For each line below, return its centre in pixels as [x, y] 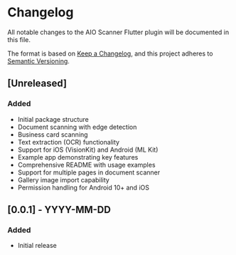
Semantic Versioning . [38, 61]
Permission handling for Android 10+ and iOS [83, 187]
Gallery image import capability [64, 179]
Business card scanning [53, 134]
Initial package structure [53, 119]
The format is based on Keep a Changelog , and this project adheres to [110, 53]
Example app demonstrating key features [78, 157]
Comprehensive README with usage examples [86, 165]
